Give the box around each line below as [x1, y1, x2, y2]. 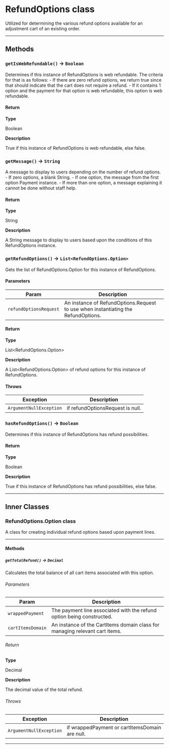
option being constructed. [51, 613, 113, 620]
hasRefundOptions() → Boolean [5, 420, 79, 427]
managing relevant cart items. [51, 628, 122, 635]
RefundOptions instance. [5, 242, 57, 248]
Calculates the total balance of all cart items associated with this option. [5, 570, 154, 576]
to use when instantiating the [64, 305, 133, 313]
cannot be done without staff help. [5, 185, 77, 191]
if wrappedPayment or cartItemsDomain [66, 724, 161, 731]
